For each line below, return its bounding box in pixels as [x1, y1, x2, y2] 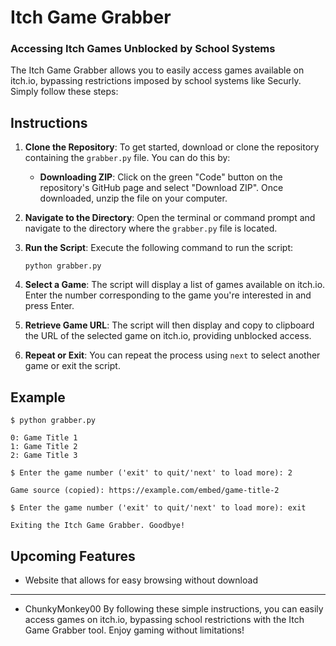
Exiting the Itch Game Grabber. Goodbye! [10, 521, 186, 531]
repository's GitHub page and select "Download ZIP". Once [39, 182, 284, 194]
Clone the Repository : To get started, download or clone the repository [24, 141, 320, 153]
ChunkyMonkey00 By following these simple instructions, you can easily [24, 602, 324, 615]
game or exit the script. [24, 360, 121, 372]
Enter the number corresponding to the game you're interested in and [24, 289, 312, 301]
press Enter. [24, 300, 75, 312]
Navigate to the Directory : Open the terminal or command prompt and [24, 212, 316, 224]
